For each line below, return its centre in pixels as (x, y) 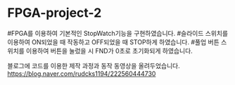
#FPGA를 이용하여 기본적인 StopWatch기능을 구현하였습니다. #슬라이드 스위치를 (118, 33)
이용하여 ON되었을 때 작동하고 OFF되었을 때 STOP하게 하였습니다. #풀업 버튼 (113, 42)
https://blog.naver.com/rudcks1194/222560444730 (82, 73)
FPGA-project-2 (55, 13)
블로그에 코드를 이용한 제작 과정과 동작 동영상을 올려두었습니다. (94, 65)
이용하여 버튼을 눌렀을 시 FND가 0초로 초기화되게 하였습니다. (109, 51)
